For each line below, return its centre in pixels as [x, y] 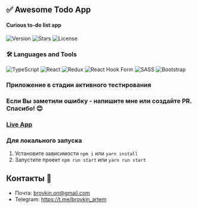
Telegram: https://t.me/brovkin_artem [61, 199]
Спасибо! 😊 [24, 108]
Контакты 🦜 [29, 179]
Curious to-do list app [34, 25]
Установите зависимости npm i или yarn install [76, 153]
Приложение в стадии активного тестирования [79, 85]
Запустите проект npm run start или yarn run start [80, 159]
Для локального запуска [44, 140]
